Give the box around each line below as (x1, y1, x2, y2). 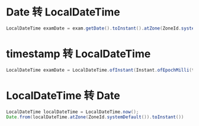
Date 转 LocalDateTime (6, 5, 120, 19)
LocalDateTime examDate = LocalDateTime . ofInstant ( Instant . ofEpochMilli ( (6, 67, 192, 73)
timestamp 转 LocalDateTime (6, 47, 151, 60)
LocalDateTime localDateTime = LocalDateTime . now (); (6, 109, 139, 115)
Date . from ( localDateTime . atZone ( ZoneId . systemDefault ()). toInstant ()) (6, 114, 184, 120)
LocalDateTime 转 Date (6, 89, 120, 102)
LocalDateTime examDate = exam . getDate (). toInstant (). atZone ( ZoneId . (6, 25, 182, 31)
